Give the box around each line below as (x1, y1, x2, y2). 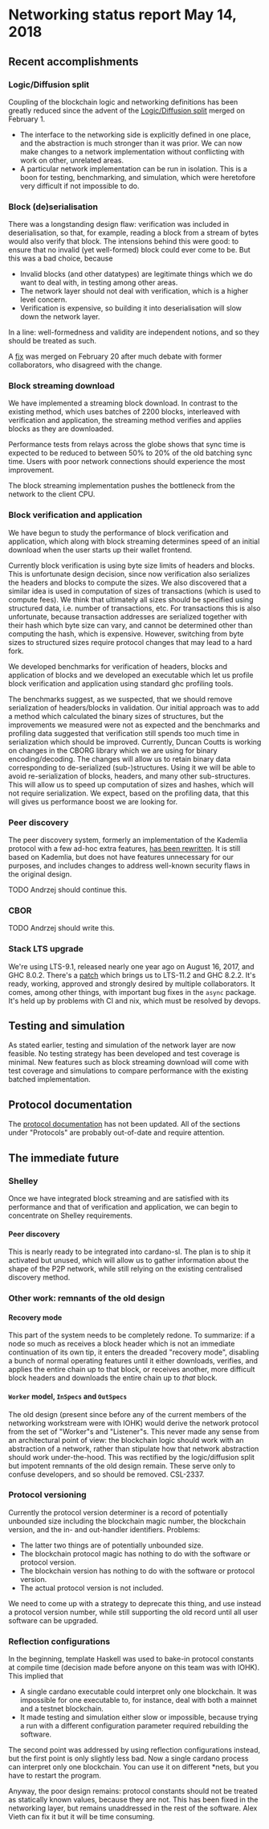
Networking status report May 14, (8, 6, 237, 24)
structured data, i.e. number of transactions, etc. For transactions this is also (8, 603, 261, 613)
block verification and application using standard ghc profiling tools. (8, 678, 234, 688)
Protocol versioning (8, 1490, 87, 1501)
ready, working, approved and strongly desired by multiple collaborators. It (8, 979, 255, 988)
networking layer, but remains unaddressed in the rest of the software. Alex (8, 1803, 258, 1813)
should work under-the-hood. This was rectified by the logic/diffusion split (8, 1452, 255, 1461)
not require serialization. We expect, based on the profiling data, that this (8, 788, 250, 798)
